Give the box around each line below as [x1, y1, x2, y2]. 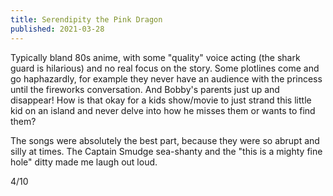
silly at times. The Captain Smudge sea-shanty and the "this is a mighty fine [10, 145, 323, 157]
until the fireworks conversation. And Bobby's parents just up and [10, 83, 280, 95]
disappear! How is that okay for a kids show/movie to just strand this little [10, 94, 312, 106]
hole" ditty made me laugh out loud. [10, 156, 158, 168]
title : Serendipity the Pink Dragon [10, 14, 163, 25]
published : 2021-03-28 [10, 24, 105, 34]
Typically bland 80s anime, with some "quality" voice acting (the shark [10, 51, 301, 63]
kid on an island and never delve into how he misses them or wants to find [10, 104, 316, 116]
